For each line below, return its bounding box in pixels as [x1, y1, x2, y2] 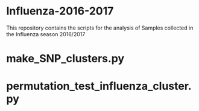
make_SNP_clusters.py [6, 52, 125, 66]
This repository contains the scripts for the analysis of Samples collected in [6, 24, 194, 31]
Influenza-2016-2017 [6, 4, 114, 18]
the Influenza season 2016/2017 [6, 30, 86, 37]
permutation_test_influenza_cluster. [6, 80, 192, 93]
